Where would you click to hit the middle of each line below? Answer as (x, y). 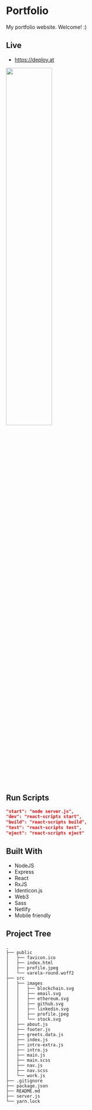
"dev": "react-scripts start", (44, 817)
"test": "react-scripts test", (44, 828)
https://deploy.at (34, 59)
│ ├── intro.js (27, 1050)
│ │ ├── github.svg (35, 1004)
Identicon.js (29, 890)
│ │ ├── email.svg (33, 993)
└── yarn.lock (23, 1101)
